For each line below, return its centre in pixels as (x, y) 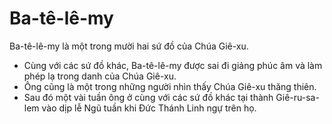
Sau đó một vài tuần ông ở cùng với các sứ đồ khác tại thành (148, 97)
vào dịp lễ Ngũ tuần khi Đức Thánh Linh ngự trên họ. (149, 108)
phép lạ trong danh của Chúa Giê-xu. (100, 76)
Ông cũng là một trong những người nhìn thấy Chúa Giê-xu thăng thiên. (170, 86)
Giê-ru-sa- (297, 97)
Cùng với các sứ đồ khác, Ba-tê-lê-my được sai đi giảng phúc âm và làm (173, 65)
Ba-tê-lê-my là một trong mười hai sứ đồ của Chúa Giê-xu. (129, 46)
